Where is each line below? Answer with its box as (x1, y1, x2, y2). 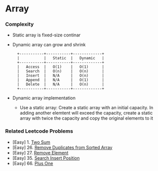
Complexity (5, 21, 34, 28)
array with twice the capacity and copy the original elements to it (19, 115, 154, 121)
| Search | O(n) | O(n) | (17, 69, 105, 74)
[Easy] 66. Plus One (12, 160, 53, 166)
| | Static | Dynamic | (17, 56, 105, 61)
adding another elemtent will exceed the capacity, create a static (19, 110, 153, 116)
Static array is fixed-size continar (12, 32, 81, 38)
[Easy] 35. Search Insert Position (12, 155, 80, 161)
